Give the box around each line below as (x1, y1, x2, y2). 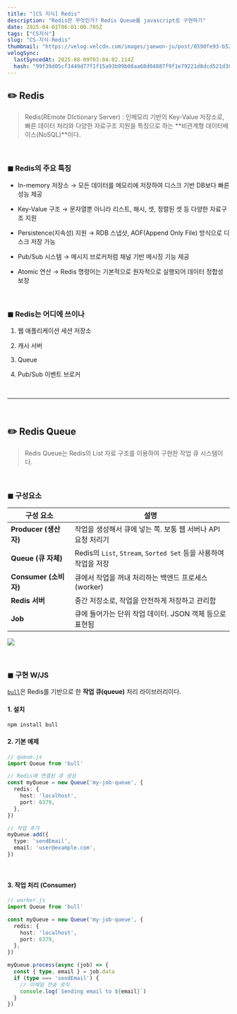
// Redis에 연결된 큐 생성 (7, 773, 76, 780)
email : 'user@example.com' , (13, 844, 97, 852)
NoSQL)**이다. (38, 130, 81, 139)
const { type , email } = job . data (13, 968, 115, 975)
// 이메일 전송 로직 (20, 981, 71, 988)
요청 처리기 (74, 535, 109, 545)
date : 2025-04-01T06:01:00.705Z (7, 23, 102, 30)
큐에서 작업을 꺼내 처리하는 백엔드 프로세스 (74, 573, 208, 582)
